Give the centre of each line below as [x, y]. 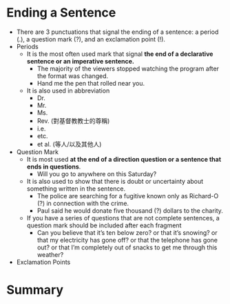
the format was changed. [73, 76]
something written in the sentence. [76, 189]
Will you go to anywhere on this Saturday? [97, 173]
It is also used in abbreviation [68, 91]
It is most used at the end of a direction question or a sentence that [124, 159]
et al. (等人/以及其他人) [69, 144]
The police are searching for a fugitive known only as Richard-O [128, 196]
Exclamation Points [43, 262]
